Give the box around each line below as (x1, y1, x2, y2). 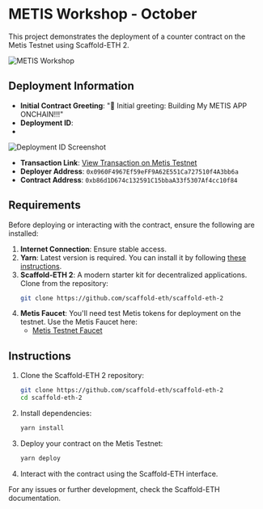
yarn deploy (19, 454, 61, 462)
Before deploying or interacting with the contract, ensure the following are (8, 220, 255, 229)
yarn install (19, 424, 65, 432)
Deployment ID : (19, 118, 74, 128)
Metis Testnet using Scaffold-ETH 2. (8, 40, 129, 49)
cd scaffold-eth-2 (19, 393, 83, 402)
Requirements (8, 199, 81, 212)
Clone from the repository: (19, 278, 109, 288)
